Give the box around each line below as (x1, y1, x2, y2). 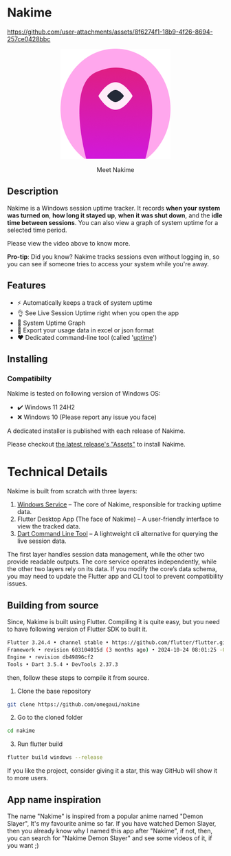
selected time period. (7, 226, 67, 234)
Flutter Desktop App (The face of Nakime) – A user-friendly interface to (16, 515, 219, 524)
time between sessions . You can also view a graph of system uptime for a (7, 218, 219, 226)
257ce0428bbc (7, 34, 51, 43)
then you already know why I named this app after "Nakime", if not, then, (7, 826, 213, 835)
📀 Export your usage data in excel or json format (16, 325, 155, 334)
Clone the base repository (16, 687, 91, 695)
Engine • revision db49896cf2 (7, 654, 94, 661)
